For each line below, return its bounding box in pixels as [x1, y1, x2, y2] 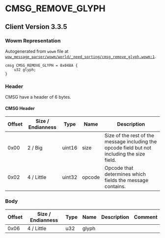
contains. [105, 183, 126, 190]
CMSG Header [5, 105, 35, 111]
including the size [105, 151, 145, 158]
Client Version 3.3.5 [5, 23, 67, 31]
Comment [134, 213, 158, 220]
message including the [105, 138, 157, 145]
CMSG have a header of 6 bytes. [5, 94, 71, 100]
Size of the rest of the [105, 132, 155, 139]
